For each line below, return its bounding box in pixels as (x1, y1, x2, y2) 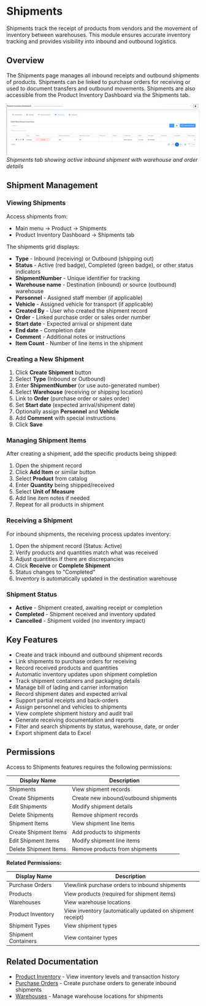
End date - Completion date (15, 326, 86, 333)
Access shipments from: (6, 213, 68, 220)
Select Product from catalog (15, 475, 88, 482)
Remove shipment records (72, 811, 139, 819)
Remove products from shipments (72, 845, 158, 853)
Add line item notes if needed (15, 495, 90, 502)
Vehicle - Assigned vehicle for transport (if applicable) (15, 300, 153, 308)
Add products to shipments (72, 828, 141, 836)
